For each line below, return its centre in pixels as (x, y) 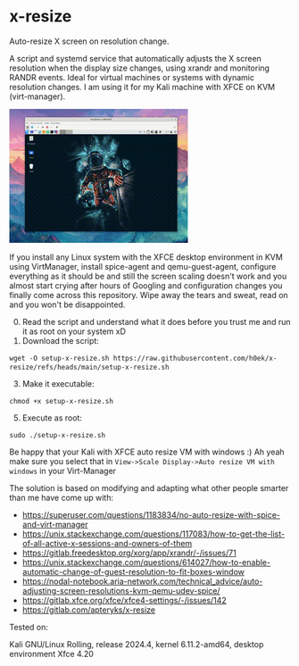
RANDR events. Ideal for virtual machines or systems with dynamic (132, 77)
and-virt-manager (55, 524)
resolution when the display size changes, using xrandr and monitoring (140, 68)
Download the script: (61, 340)
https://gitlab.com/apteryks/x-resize (89, 610)
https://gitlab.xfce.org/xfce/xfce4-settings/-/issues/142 (125, 600)
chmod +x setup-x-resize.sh (62, 401)
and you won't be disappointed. (67, 304)
